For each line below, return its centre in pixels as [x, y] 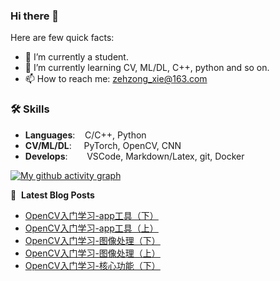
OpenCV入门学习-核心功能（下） [92, 265]
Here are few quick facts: [62, 38]
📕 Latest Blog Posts [52, 195]
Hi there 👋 [35, 16]
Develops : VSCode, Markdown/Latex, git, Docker [134, 156]
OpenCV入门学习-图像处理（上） [92, 253]
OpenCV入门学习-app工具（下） [91, 215]
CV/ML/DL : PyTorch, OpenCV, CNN [103, 145]
